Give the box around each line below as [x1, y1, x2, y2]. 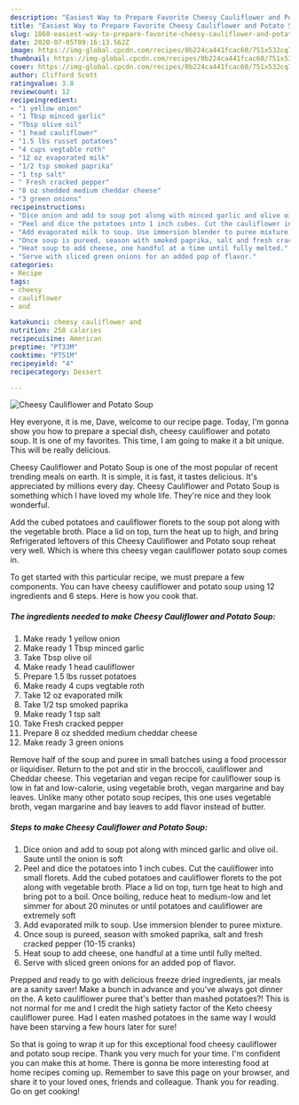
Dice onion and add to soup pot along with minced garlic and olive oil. [22, 844, 279, 855]
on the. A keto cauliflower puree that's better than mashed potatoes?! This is [10, 993, 290, 1004]
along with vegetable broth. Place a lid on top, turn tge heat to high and [22, 882, 283, 893]
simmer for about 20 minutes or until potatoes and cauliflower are [22, 901, 264, 912]
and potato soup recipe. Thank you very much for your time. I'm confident [10, 1048, 281, 1059]
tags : [10, 277, 30, 286]
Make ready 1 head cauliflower [22, 662, 136, 673]
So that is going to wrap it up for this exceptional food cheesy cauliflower [10, 1039, 278, 1050]
